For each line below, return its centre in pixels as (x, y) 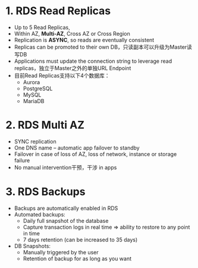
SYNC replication (35, 141)
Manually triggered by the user (61, 252)
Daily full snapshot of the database (66, 221)
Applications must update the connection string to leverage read (93, 61)
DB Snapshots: (32, 246)
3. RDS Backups (45, 192)
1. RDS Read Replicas (58, 11)
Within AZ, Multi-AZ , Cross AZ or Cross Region (72, 33)
